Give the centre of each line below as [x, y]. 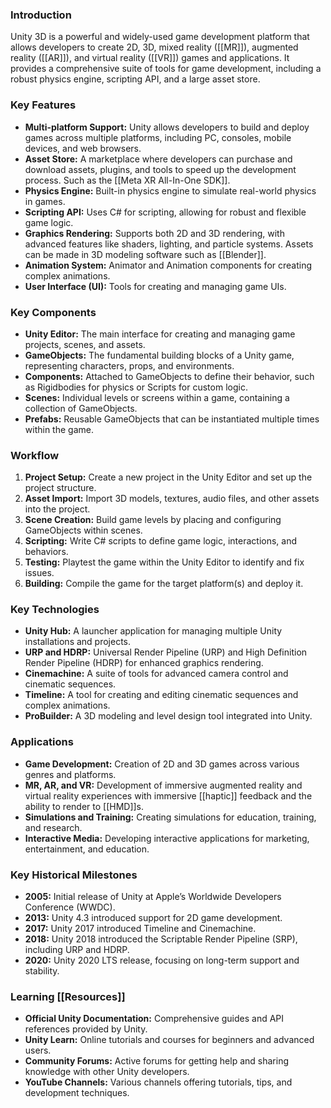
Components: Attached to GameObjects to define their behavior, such [169, 376]
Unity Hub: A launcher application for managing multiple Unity [153, 631]
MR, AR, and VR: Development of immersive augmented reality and [163, 785]
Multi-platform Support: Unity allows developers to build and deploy [167, 127]
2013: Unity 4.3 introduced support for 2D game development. [153, 918]
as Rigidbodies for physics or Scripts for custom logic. [136, 387]
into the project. [57, 509]
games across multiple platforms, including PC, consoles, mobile [158, 137]
